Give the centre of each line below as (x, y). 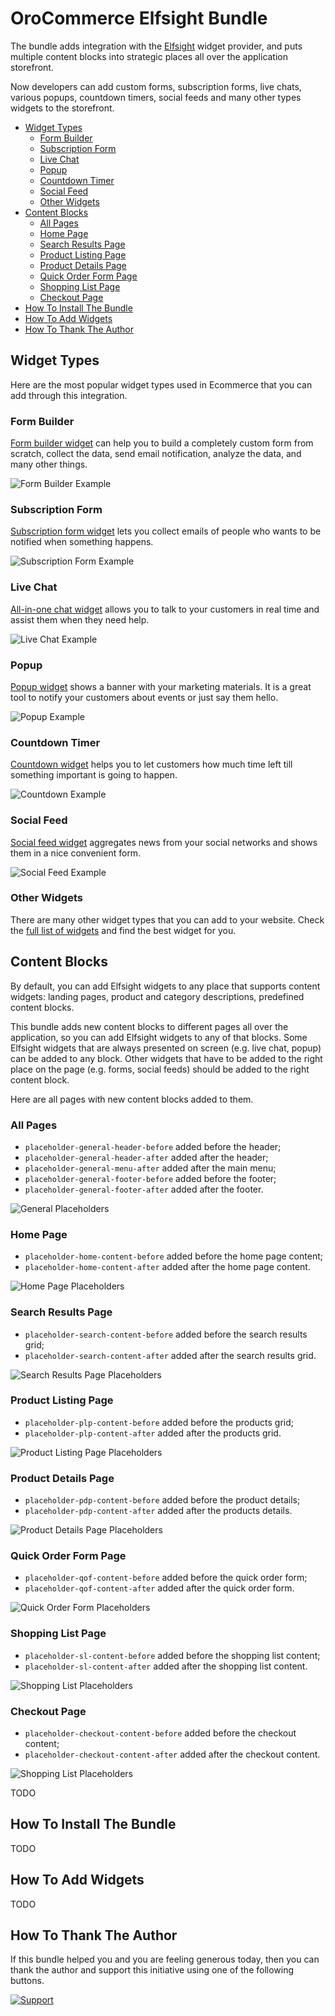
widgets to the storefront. (62, 108)
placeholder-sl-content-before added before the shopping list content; (172, 1655)
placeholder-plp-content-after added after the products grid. (153, 1433)
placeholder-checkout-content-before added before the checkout (160, 1733)
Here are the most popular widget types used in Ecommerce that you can (161, 384)
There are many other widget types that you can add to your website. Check (167, 919)
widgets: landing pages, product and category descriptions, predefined (157, 996)
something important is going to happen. (94, 775)
